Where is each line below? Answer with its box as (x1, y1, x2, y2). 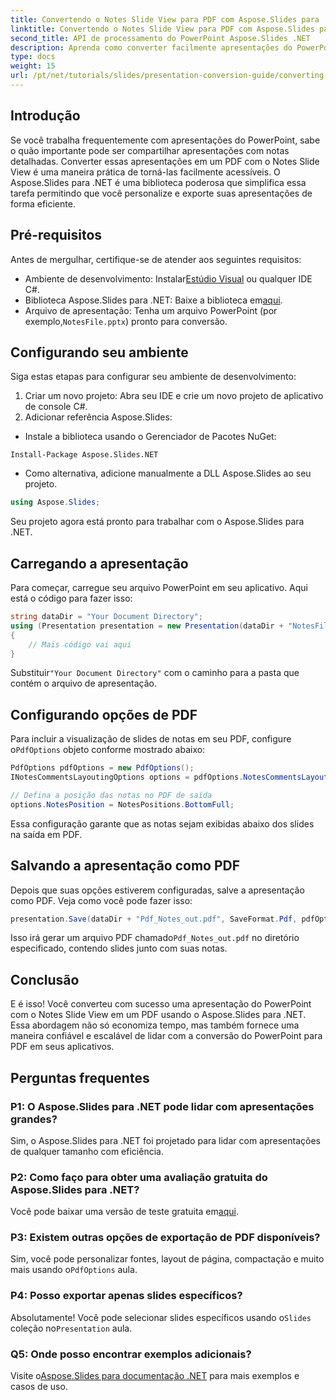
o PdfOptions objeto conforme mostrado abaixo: (10, 744, 206, 756)
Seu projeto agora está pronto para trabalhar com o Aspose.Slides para (10, 516, 305, 528)
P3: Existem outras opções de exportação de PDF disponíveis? (10, 1231, 321, 1245)
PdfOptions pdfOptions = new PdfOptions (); (10, 763, 195, 773)
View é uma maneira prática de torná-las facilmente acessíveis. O (10, 166, 281, 178)
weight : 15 (10, 61, 56, 71)
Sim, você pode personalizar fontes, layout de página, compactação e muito (10, 1253, 325, 1265)
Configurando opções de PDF (10, 706, 198, 723)
